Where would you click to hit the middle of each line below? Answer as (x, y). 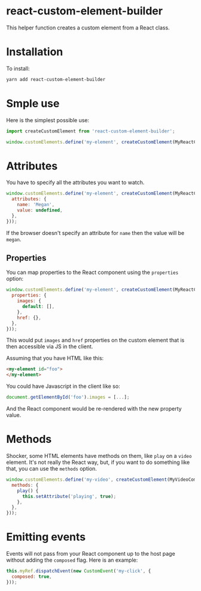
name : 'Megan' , (36, 205)
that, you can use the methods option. (52, 468)
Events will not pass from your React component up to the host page (91, 554)
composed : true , (32, 577)
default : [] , (38, 307)
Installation (35, 52)
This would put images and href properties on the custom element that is (95, 340)
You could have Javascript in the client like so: (63, 386)
